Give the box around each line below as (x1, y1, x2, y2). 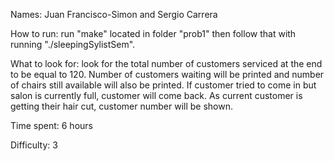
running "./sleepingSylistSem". (10, 39, 136, 50)
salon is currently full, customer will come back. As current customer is (10, 90, 303, 101)
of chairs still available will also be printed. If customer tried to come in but (10, 79, 317, 91)
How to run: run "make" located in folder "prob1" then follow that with (10, 28, 297, 39)
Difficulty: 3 (10, 139, 58, 151)
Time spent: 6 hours (10, 120, 93, 131)
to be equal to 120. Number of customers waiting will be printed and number (10, 69, 325, 80)
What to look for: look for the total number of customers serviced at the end (10, 58, 323, 69)
